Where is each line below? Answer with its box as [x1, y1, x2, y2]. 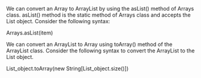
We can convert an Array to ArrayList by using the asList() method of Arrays [6, 5, 194, 12]
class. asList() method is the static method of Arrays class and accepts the [6, 11, 191, 18]
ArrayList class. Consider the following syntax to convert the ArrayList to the [6, 47, 195, 54]
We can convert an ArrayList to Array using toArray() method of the [6, 41, 173, 48]
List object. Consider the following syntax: [6, 18, 110, 24]
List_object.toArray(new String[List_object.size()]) [6, 65, 129, 72]
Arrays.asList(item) [6, 29, 53, 36]
